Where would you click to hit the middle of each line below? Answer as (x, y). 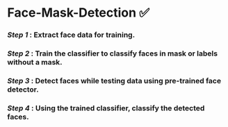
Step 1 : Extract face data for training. (71, 35)
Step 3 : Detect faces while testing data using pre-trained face (114, 81)
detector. (23, 90)
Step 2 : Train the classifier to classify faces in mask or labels (112, 53)
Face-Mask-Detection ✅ (79, 13)
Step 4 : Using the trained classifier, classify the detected (106, 108)
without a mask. (35, 62)
